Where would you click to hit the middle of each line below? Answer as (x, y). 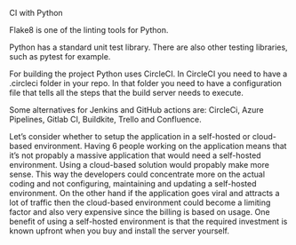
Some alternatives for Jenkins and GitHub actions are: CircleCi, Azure (136, 110)
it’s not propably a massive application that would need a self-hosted (135, 155)
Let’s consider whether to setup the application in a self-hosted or (130, 136)
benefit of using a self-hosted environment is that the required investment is (148, 221)
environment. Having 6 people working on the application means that (160, 146)
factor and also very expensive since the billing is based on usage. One (140, 212)
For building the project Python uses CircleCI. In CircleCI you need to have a (148, 74)
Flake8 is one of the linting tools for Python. (89, 30)
